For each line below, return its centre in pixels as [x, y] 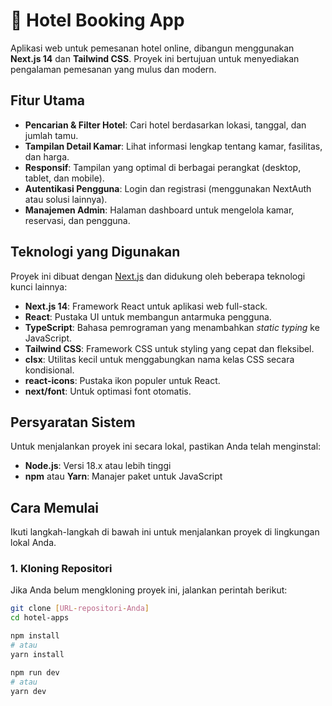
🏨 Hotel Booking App [97, 20]
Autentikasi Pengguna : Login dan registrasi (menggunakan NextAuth [168, 188]
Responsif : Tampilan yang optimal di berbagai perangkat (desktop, [163, 167]
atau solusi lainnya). [66, 199]
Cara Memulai [55, 507]
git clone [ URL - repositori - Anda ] [80, 609]
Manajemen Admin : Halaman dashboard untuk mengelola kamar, [159, 210]
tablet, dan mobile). [64, 178]
